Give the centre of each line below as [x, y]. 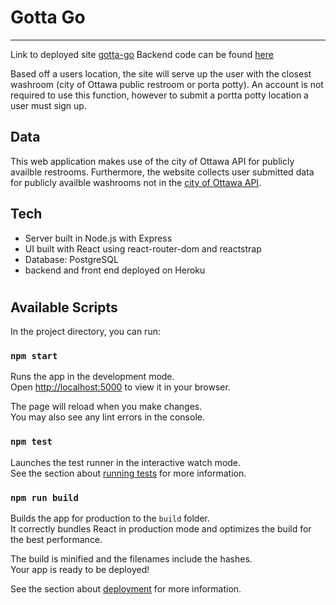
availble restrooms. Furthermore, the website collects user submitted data [162, 172]
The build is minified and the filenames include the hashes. [131, 559]
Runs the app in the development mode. [92, 377]
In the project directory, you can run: [85, 332]
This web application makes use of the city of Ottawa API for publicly [152, 161]
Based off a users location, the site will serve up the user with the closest [161, 73]
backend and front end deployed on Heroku [115, 270]
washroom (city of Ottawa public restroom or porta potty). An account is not [167, 84]
